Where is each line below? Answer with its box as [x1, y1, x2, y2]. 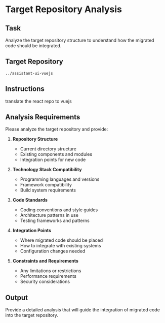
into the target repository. [5, 312, 58, 318]
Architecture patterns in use [20, 212, 78, 218]
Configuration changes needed [20, 248, 86, 254]
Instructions [5, 85, 45, 93]
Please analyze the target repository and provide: [5, 126, 108, 133]
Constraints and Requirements [12, 258, 78, 264]
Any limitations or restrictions [20, 268, 81, 274]
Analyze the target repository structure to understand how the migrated [5, 37, 154, 43]
